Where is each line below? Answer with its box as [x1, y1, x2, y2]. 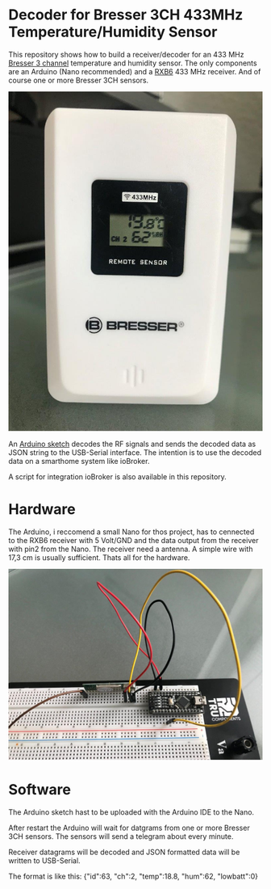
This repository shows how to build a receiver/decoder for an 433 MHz [8, 49, 244, 59]
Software [8, 781, 71, 799]
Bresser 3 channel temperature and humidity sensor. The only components [8, 58, 257, 68]
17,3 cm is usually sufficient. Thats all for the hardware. [8, 552, 190, 562]
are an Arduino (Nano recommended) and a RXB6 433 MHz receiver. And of [8, 66, 261, 76]
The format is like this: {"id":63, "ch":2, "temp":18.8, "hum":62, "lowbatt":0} [8, 871, 259, 881]
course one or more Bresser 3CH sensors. [8, 75, 149, 85]
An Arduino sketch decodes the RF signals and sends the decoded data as [8, 439, 256, 449]
